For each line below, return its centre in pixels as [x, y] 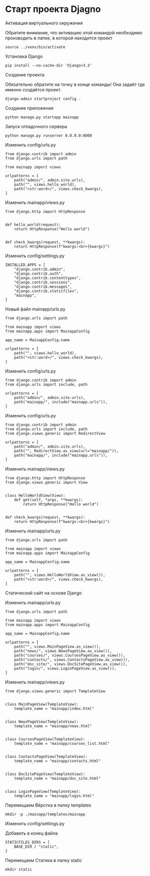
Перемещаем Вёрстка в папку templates [48, 805]
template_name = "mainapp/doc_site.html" [57, 778]
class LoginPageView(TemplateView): [43, 791]
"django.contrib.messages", [43, 287]
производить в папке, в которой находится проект [59, 38]
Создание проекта [25, 75]
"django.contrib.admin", [40, 269]
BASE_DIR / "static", [36, 847]
